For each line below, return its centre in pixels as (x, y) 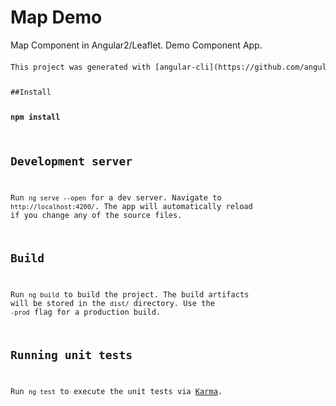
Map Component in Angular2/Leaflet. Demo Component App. (136, 45)
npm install (35, 117)
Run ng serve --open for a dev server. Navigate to (116, 198)
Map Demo (56, 17)
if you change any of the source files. (96, 216)
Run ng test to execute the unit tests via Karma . (116, 392)
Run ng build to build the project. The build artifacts (130, 295)
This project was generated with (80, 67)
